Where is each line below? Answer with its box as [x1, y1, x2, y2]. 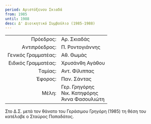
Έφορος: [36, 75, 56, 82]
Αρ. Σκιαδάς [61, 36, 90, 43]
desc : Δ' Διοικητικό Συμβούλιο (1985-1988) [5, 21, 96, 26]
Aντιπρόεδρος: [22, 44, 56, 50]
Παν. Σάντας [61, 75, 92, 82]
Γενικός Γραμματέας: [7, 52, 56, 59]
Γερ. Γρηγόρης [61, 84, 95, 91]
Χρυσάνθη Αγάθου [61, 60, 105, 67]
